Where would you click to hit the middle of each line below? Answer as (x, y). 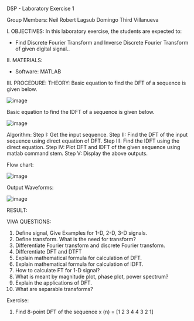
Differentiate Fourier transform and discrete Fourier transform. (90, 245)
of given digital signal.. (42, 49)
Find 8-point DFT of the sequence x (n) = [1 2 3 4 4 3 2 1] (84, 312)
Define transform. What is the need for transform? (76, 239)
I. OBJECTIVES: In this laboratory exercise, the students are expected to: (94, 31)
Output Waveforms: (30, 187)
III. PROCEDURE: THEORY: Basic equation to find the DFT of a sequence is (96, 83)
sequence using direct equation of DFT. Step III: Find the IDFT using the (93, 141)
